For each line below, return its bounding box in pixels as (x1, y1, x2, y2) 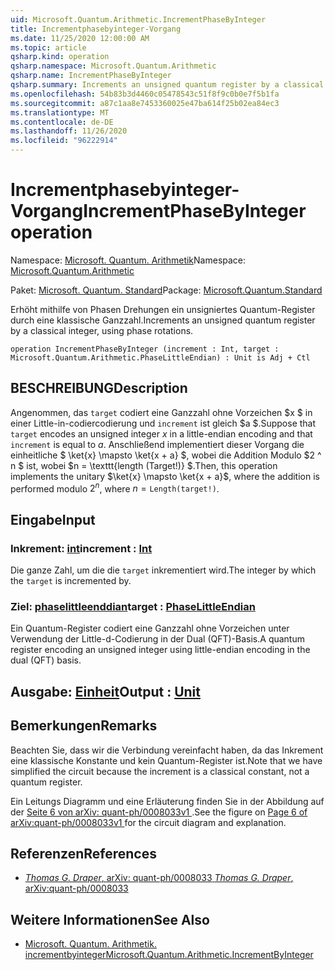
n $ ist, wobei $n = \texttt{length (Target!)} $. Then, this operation (10, 459, 278, 471)
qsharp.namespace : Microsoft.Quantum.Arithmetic (10, 61, 217, 71)
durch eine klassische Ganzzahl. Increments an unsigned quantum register (10, 314, 316, 326)
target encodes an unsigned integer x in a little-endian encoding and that (10, 427, 313, 440)
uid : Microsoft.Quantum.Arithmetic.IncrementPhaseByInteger (10, 14, 267, 25)
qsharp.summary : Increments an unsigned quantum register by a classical (10, 80, 325, 90)
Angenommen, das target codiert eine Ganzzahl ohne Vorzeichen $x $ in (10, 406, 313, 418)
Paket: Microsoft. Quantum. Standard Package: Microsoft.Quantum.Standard (10, 284, 323, 296)
